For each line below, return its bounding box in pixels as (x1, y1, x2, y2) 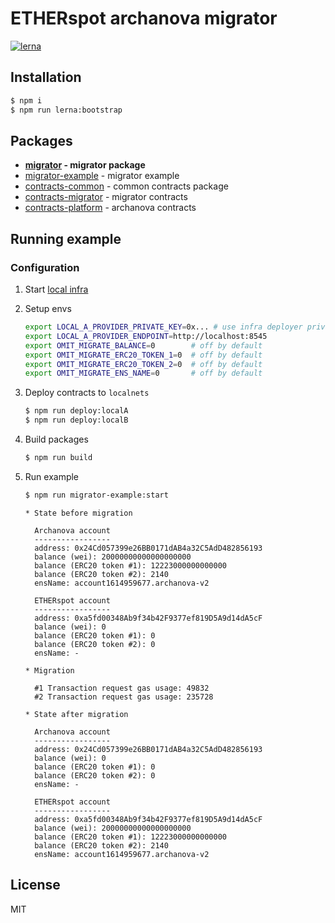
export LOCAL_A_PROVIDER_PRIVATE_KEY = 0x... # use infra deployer (24, 322, 303, 332)
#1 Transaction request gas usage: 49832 (34, 683, 210, 693)
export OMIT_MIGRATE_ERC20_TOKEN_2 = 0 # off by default (24, 359, 263, 369)
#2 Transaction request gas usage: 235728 (34, 692, 214, 702)
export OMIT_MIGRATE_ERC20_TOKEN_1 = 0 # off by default (24, 350, 263, 360)
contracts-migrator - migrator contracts (24, 191, 188, 203)
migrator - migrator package (24, 159, 146, 171)
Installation (10, 69, 82, 86)
